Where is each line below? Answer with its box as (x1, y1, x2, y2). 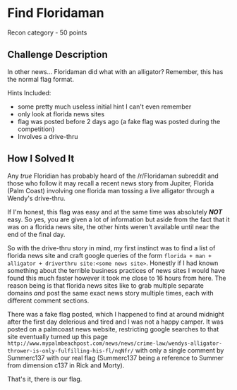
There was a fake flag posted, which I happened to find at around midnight (7, 310, 224, 318)
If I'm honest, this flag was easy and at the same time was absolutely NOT (7, 207, 223, 216)
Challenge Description (7, 49, 108, 61)
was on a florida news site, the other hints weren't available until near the (7, 222, 220, 231)
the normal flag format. (7, 75, 74, 83)
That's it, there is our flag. (7, 374, 83, 383)
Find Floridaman (7, 5, 104, 21)
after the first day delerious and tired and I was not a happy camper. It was (7, 317, 224, 326)
